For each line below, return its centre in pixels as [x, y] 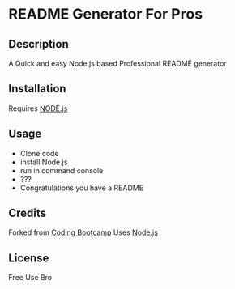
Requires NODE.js [38, 108]
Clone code [39, 153]
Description [38, 44]
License [29, 258]
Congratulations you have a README [82, 188]
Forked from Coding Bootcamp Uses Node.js [83, 232]
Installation [37, 89]
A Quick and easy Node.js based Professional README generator [117, 63]
